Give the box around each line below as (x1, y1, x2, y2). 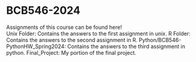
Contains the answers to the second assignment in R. (6, 36, 138, 43)
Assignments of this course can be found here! (6, 23, 122, 31)
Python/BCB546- (138, 36, 182, 43)
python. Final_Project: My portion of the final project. (6, 49, 137, 56)
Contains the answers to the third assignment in (67, 43, 186, 50)
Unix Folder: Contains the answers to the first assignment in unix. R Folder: (6, 29, 191, 37)
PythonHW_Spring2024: (6, 43, 67, 50)
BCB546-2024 (6, 4, 81, 17)
